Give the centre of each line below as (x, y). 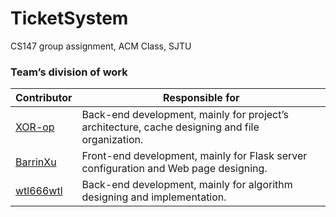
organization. (112, 140)
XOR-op (35, 127)
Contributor (44, 98)
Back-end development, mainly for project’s (185, 115)
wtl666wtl (39, 191)
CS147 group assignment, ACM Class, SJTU (101, 46)
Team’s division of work (69, 72)
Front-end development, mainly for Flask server (194, 156)
